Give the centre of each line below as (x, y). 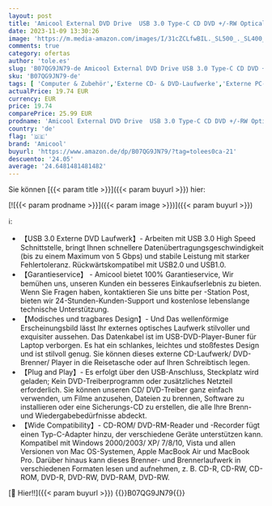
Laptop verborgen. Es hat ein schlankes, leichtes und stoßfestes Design (140, 346)
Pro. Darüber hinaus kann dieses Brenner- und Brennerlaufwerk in (130, 460)
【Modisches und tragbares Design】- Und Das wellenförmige (124, 319)
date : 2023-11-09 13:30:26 (54, 31)
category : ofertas (39, 53)
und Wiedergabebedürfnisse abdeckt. (83, 416)
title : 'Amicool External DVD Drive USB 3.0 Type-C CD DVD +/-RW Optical (137, 23)
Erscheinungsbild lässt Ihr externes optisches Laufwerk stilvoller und (135, 328)
